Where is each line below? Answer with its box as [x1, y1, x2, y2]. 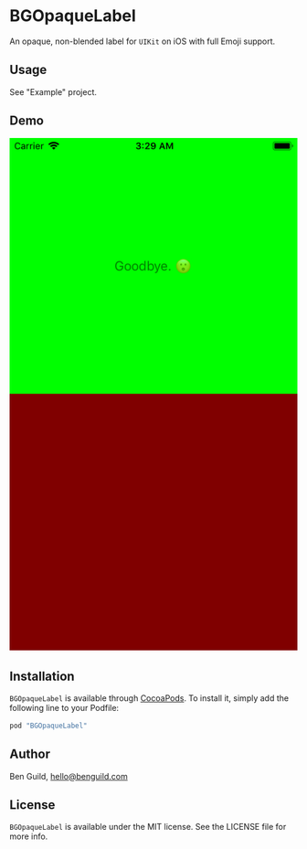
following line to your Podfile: [9, 702, 120, 713]
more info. [9, 831, 48, 842]
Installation [9, 668, 75, 684]
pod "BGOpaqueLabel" [9, 721, 89, 730]
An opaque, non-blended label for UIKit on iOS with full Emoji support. [9, 36, 276, 47]
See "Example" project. [9, 86, 98, 97]
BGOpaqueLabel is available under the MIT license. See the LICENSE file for [9, 822, 287, 833]
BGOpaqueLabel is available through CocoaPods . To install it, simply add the [9, 692, 290, 704]
